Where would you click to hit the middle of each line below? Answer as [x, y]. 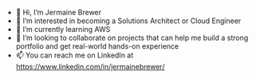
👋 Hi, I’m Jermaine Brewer [59, 12]
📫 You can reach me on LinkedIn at [75, 55]
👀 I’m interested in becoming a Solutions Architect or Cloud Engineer [128, 21]
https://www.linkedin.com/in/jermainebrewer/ [90, 67]
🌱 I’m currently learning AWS [63, 29]
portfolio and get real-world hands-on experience [97, 46]
